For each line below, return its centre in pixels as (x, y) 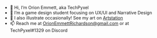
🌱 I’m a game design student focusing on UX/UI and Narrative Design (81, 13)
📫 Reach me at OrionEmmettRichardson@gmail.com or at (70, 23)
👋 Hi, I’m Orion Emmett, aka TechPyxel (49, 8)
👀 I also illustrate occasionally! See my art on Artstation (66, 18)
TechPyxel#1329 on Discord (39, 30)
